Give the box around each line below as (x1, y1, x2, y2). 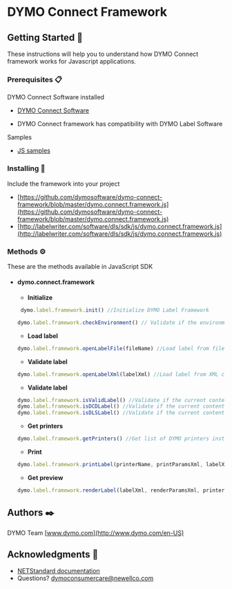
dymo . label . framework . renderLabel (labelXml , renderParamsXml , (17, 487, 200, 494)
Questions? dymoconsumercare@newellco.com (17, 574, 154, 583)
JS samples (17, 146, 50, 155)
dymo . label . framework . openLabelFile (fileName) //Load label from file (17, 345, 225, 352)
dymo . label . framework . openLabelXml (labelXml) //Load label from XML (17, 370, 219, 378)
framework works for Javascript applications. (7, 57, 137, 66)
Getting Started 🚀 (7, 32, 84, 43)
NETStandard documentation (17, 567, 100, 575)
